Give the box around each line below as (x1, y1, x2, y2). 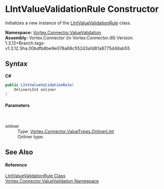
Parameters (5, 102, 30, 108)
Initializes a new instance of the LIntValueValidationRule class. (5, 20, 131, 26)
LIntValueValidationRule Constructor (5, 3, 159, 15)
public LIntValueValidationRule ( (5, 82, 74, 87)
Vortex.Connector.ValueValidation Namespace (5, 178, 99, 184)
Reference (5, 162, 27, 168)
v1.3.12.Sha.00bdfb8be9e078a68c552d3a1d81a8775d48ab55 (5, 45, 130, 51)
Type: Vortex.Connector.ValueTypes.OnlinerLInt (17, 128, 114, 134)
